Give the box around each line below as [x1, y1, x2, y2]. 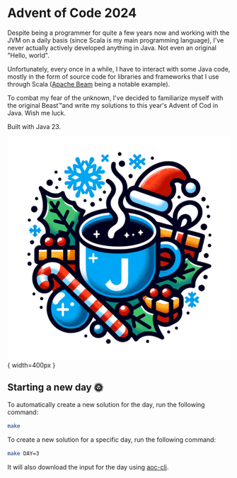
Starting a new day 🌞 [7, 382, 104, 394]
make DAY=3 [7, 450, 40, 457]
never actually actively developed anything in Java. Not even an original [7, 43, 217, 52]
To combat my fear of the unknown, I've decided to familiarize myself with [7, 94, 224, 102]
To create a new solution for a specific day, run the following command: [7, 435, 216, 444]
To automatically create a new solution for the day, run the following [7, 400, 205, 408]
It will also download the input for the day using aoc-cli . [7, 462, 169, 471]
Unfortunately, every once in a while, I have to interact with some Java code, [7, 65, 231, 73]
